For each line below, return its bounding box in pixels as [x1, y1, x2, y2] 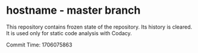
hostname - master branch [6, 4, 141, 17]
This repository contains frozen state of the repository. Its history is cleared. [6, 23, 192, 30]
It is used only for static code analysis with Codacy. [6, 29, 132, 36]
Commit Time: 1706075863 [6, 41, 73, 48]
